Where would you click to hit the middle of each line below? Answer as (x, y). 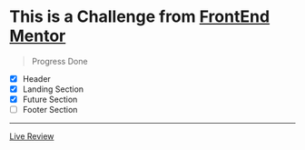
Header (37, 78)
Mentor (38, 36)
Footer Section (50, 110)
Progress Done (59, 61)
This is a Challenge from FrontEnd (140, 17)
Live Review (32, 136)
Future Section (50, 100)
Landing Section (53, 89)
